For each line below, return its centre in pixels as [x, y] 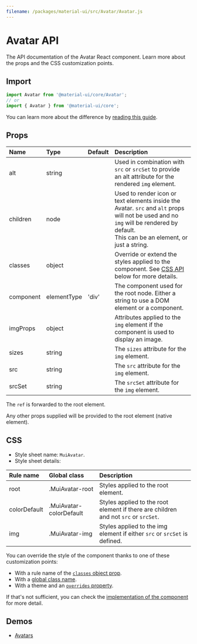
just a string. [131, 245]
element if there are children [138, 509]
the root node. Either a [145, 293]
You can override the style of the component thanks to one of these [88, 555]
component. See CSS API [149, 269]
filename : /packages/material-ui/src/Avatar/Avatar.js [74, 11]
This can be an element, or [151, 237]
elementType [64, 297]
